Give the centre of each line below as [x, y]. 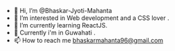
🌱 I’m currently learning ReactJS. [61, 25]
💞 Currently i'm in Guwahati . [54, 32]
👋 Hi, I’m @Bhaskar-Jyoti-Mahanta [63, 11]
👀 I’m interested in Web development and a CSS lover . [91, 18]
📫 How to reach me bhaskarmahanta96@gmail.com [89, 40]
